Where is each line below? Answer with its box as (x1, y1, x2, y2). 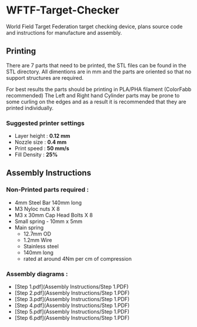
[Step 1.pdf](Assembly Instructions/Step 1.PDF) (14, 283, 129, 291)
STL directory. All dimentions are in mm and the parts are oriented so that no (6, 68, 192, 75)
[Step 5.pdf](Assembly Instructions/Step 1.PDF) (14, 308, 130, 315)
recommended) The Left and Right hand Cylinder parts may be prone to (6, 92, 180, 99)
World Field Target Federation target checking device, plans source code (6, 23, 183, 30)
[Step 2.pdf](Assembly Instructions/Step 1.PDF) (14, 289, 130, 296)
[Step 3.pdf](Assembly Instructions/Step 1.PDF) (14, 296, 130, 303)
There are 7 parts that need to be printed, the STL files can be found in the (6, 62, 186, 69)
